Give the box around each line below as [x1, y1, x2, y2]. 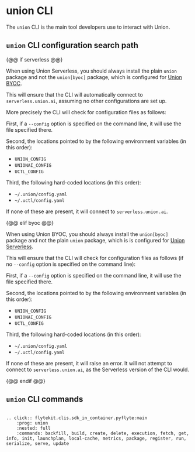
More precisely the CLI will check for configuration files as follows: [6, 108, 166, 115]
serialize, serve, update [6, 440, 69, 446]
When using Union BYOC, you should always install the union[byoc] [6, 230, 169, 238]
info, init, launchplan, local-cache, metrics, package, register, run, [6, 435, 187, 441]
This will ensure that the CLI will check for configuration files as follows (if [6, 254, 184, 261]
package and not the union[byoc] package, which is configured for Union [6, 73, 183, 80]
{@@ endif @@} [6, 377, 46, 384]
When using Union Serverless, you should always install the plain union [6, 67, 177, 74]
